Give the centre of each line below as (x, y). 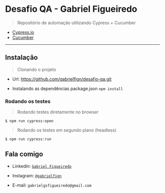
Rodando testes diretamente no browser (58, 112)
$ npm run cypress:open (29, 121)
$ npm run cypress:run (28, 139)
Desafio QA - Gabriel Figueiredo (71, 9)
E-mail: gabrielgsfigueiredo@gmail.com (52, 185)
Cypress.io (23, 32)
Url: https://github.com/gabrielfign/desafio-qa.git (62, 79)
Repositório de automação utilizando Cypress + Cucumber (76, 23)
